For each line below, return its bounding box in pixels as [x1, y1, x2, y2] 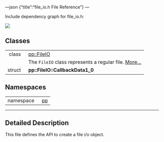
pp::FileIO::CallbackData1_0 [28, 66, 94, 73]
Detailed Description [5, 119, 69, 127]
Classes [5, 37, 30, 45]
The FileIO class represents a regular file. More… [28, 59, 142, 65]
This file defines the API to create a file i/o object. [5, 132, 104, 138]
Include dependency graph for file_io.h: [5, 14, 84, 19]
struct [7, 66, 21, 73]
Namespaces [5, 83, 46, 92]
